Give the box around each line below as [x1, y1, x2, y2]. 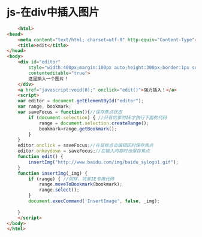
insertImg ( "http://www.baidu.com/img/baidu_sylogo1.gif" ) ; [28, 159, 179, 165]
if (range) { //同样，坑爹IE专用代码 [28, 176, 114, 182]
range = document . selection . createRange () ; [38, 120, 149, 126]
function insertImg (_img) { [17, 170, 88, 177]
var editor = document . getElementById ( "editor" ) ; [17, 98, 144, 104]
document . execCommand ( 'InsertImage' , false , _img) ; [28, 198, 161, 204]
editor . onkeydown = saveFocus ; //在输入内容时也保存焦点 [17, 148, 150, 154]
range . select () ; [38, 187, 80, 193]
